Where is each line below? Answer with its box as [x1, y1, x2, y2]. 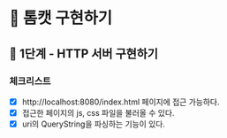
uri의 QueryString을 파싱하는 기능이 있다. [21, 119, 166, 129]
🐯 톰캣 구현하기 [9, 8, 113, 28]
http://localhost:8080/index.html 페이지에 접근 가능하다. [21, 96, 220, 107]
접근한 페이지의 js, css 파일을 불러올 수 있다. [21, 107, 175, 118]
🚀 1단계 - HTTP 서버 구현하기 [9, 46, 159, 61]
